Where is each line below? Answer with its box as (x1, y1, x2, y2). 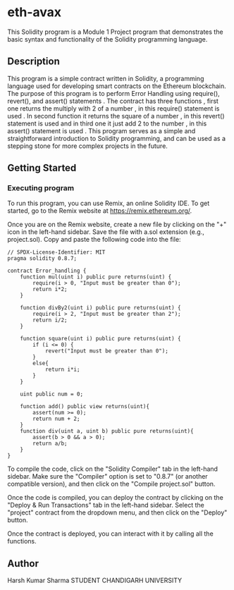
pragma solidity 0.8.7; (7, 255, 78, 262)
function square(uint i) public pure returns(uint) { (20, 336, 181, 343)
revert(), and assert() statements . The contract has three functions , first (7, 97, 218, 105)
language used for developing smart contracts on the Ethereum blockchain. (7, 82, 227, 90)
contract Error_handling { (7, 267, 87, 275)
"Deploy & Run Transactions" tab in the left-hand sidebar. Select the (7, 501, 204, 510)
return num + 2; (32, 415, 80, 423)
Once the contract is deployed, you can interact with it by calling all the (7, 529, 214, 538)
